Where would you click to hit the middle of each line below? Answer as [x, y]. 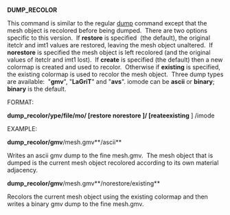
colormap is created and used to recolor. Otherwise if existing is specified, [114, 67]
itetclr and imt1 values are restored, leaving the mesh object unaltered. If [110, 45]
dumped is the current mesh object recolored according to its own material [113, 163]
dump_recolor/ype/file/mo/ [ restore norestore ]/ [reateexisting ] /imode [111, 115]
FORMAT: [21, 102]
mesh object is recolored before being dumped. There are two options [107, 31]
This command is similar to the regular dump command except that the [107, 23]
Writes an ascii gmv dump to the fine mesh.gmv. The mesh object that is [110, 155]
